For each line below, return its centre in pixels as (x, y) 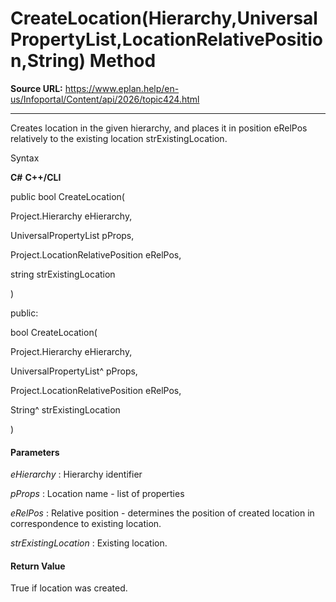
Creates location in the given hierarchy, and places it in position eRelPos (159, 128)
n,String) (48, 61)
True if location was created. (69, 588)
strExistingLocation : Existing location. (89, 543)
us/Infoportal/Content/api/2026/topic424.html (105, 99)
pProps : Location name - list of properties (97, 494)
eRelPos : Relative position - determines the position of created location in (162, 513)
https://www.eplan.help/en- (122, 88)
